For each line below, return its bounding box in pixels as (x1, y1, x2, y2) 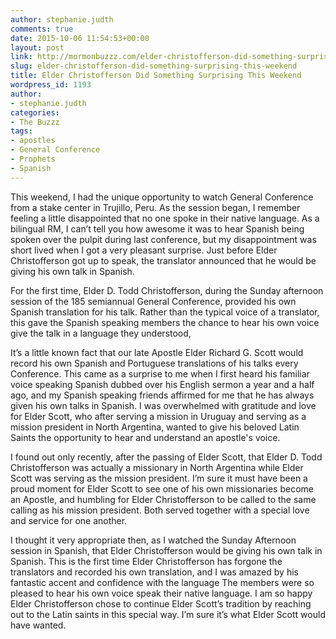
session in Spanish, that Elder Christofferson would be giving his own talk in (10, 544, 323, 556)
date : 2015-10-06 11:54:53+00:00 (10, 33, 150, 43)
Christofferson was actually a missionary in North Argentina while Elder (10, 461, 304, 473)
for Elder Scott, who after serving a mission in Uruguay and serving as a (10, 410, 307, 422)
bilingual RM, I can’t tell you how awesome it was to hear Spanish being (10, 222, 305, 235)
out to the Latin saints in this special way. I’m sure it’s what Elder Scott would (10, 608, 326, 620)
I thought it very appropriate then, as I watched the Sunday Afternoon (10, 534, 297, 546)
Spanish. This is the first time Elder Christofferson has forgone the (10, 555, 283, 567)
